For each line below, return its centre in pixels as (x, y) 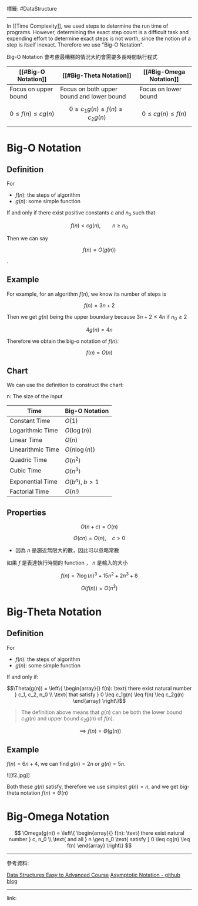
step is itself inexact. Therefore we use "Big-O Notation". (75, 45)
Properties (26, 512)
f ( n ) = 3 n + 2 (99, 305)
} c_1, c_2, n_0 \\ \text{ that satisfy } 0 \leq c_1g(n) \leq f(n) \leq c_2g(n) (99, 695)
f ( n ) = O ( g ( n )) (99, 250)
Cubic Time (26, 471)
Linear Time (26, 440)
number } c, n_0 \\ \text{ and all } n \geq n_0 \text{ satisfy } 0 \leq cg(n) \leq (99, 839)
